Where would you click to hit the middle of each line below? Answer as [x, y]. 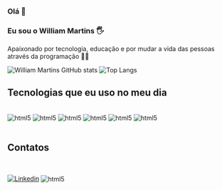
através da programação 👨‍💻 [48, 57]
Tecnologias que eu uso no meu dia [87, 93]
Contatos [28, 148]
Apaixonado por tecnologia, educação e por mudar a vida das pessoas [111, 49]
